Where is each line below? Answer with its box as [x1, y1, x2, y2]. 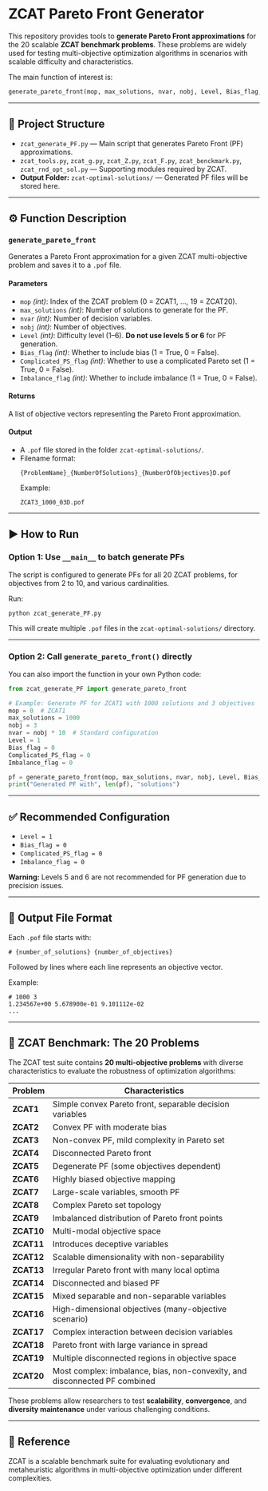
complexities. [8, 1473, 53, 1483]
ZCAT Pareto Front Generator [8, 5, 205, 23]
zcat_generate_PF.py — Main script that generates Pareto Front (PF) [19, 138, 243, 148]
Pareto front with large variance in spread [52, 1339, 208, 1350]
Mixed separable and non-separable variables [52, 1290, 227, 1302]
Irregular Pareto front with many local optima [52, 1264, 220, 1275]
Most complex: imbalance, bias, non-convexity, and [52, 1365, 247, 1376]
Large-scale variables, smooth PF [52, 1186, 180, 1198]
